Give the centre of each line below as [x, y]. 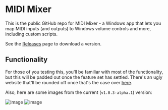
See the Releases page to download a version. [53, 43]
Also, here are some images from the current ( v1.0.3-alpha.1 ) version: [79, 92]
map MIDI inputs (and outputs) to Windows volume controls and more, [78, 28]
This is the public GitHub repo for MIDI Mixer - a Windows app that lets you [83, 23]
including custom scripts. [32, 34]
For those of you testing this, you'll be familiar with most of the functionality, [84, 72]
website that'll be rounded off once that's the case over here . [69, 82]
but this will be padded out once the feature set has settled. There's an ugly [84, 77]
